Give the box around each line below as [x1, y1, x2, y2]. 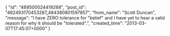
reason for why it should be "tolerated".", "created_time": [5, 20, 124, 26]
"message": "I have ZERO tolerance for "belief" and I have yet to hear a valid [5, 15, 165, 20]
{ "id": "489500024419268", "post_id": [5, 4, 86, 10]
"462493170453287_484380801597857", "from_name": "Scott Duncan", [5, 9, 156, 15]
